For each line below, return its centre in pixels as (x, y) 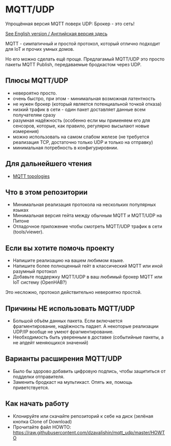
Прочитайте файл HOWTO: (42, 427)
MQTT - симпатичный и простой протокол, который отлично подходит (83, 43)
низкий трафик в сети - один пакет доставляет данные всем (79, 109)
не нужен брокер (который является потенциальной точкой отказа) (87, 104)
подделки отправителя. (39, 377)
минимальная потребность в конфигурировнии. (65, 147)
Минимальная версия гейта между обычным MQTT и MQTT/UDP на (87, 216)
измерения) (26, 131)
